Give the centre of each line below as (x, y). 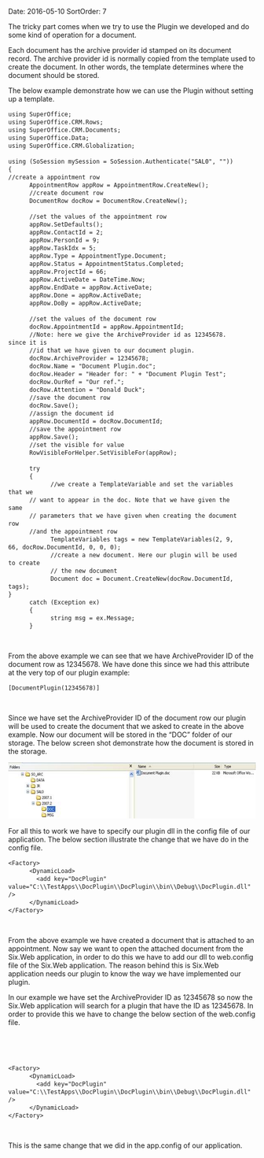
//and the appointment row (73, 531)
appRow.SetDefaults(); (66, 224)
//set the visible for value (77, 445)
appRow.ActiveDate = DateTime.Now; (87, 279)
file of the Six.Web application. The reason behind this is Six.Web (114, 965)
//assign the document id (71, 413)
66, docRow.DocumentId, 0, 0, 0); (65, 547)
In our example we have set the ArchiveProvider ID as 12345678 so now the (130, 997)
